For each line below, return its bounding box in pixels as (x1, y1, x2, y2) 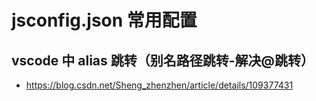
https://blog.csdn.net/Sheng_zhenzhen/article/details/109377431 (25, 79, 294, 91)
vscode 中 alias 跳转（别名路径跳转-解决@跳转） (11, 52, 314, 69)
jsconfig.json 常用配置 (11, 9, 198, 32)
